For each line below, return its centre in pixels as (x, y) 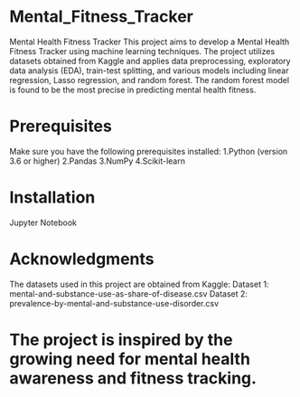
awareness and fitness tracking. (133, 378)
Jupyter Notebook (43, 222)
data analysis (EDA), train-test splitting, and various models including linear (149, 71)
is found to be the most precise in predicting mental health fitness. (133, 90)
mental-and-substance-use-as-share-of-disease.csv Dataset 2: (129, 293)
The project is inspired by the (121, 340)
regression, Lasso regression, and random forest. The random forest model (150, 80)
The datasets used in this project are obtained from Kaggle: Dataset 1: (139, 284)
